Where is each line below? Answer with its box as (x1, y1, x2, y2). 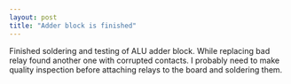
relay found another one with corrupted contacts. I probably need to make (9, 55, 280, 65)
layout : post (9, 12, 58, 22)
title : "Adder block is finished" (9, 21, 138, 30)
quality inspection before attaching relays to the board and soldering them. (9, 64, 283, 75)
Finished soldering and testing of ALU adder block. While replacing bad (9, 45, 271, 56)
